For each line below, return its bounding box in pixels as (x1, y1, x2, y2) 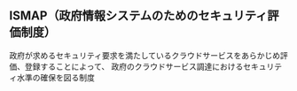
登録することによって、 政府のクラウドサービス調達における (24, 61, 244, 72)
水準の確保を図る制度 (16, 72, 95, 82)
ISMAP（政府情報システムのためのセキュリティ (9, 8, 268, 24)
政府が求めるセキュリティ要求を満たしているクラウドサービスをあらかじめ (9, 49, 281, 60)
